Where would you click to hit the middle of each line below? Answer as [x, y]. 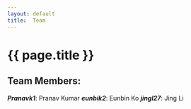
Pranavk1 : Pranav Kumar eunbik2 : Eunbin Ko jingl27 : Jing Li [95, 98]
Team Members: [44, 81]
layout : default [31, 14]
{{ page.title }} [51, 55]
